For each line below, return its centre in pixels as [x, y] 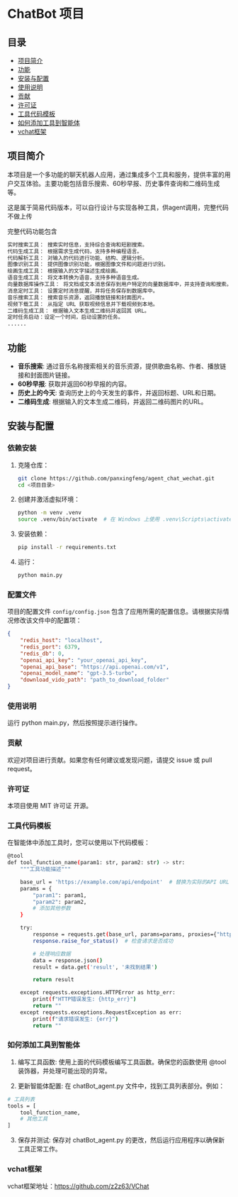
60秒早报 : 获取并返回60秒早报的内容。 [74, 384]
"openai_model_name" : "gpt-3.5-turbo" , [79, 673]
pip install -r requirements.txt [67, 547]
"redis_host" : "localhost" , [61, 641]
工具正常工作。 [39, 1149]
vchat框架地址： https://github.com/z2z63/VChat [78, 1186]
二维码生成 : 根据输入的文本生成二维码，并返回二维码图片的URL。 [112, 402]
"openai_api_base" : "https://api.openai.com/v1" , [95, 667]
